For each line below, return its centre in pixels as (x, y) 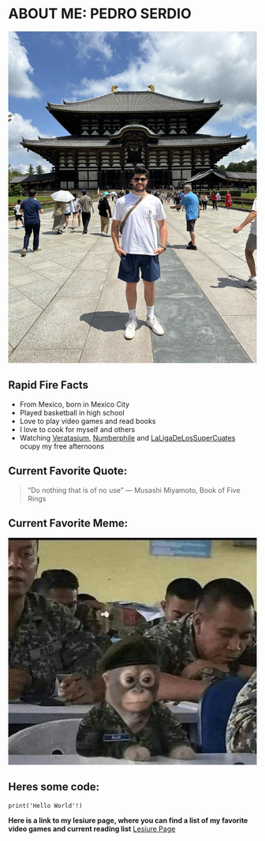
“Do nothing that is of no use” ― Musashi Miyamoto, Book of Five (134, 490)
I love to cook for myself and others (77, 429)
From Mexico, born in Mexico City (75, 404)
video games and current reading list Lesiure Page (92, 829)
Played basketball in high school (72, 412)
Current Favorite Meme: (68, 523)
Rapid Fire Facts (49, 385)
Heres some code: (54, 787)
